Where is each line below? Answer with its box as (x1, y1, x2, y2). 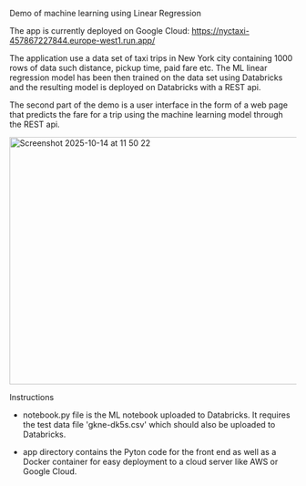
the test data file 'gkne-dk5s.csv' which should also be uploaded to (22, 419, 276, 429)
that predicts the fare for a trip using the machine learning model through (9, 109, 284, 119)
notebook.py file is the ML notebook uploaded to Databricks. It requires (22, 409, 291, 420)
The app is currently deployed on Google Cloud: (9, 26, 190, 36)
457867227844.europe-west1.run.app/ (9, 36, 156, 46)
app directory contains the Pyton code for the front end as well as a (22, 447, 277, 457)
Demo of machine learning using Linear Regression (9, 8, 202, 18)
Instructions (9, 392, 55, 402)
